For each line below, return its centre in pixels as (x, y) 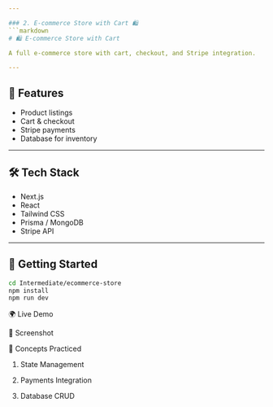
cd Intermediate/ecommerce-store (65, 283)
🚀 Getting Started (53, 264)
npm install (28, 291)
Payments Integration (56, 380)
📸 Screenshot (31, 333)
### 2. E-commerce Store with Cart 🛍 (74, 23)
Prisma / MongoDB (52, 222)
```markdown (28, 31)
